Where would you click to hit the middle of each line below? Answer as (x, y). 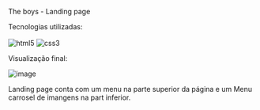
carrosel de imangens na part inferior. (70, 97)
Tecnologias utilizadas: (45, 27)
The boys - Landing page (49, 11)
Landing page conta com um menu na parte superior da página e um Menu (130, 89)
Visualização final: (38, 58)
